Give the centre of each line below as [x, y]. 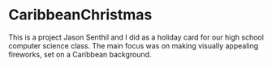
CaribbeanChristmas [80, 15]
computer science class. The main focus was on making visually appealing [134, 45]
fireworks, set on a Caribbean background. [80, 54]
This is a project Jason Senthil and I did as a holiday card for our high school [136, 37]
